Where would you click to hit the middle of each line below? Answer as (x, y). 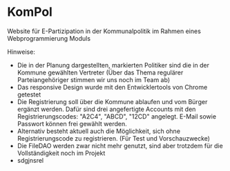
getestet (29, 94)
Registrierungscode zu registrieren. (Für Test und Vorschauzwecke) (114, 138)
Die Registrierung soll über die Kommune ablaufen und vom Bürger (112, 101)
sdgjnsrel (30, 160)
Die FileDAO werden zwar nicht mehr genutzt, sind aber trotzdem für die (120, 145)
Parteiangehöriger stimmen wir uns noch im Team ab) (94, 79)
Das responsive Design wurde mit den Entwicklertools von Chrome (112, 87)
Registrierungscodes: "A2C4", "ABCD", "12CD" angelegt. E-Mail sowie (116, 116)
